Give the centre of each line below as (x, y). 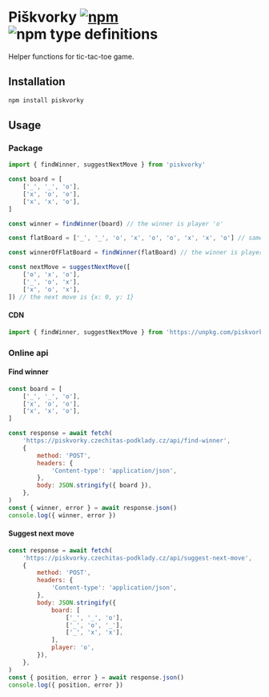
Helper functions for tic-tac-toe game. (71, 56)
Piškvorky (43, 17)
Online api (28, 353)
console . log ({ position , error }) (66, 685)
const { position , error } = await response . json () (96, 677)
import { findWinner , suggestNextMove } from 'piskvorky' (107, 165)
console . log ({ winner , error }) (62, 515)
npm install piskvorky (46, 100)
